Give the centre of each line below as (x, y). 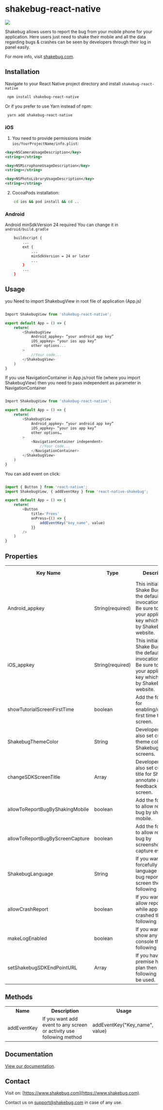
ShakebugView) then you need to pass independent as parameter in (73, 383)
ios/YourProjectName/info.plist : (45, 143)
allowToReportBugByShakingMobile (48, 809)
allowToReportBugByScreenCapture (49, 838)
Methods (19, 997)
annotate (146, 780)
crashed (145, 915)
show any (147, 935)
